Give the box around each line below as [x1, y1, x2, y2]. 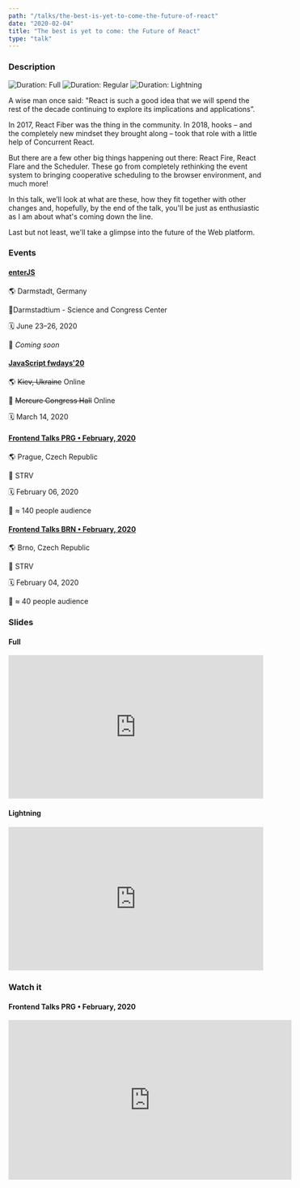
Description [8, 62, 56, 73]
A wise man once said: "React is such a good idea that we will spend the [8, 95, 250, 105]
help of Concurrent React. [8, 137, 95, 147]
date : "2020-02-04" [8, 19, 74, 28]
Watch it [8, 981, 42, 993]
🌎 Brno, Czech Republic [8, 543, 91, 552]
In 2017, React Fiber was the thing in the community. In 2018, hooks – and [8, 119, 252, 130]
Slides [8, 617, 34, 628]
